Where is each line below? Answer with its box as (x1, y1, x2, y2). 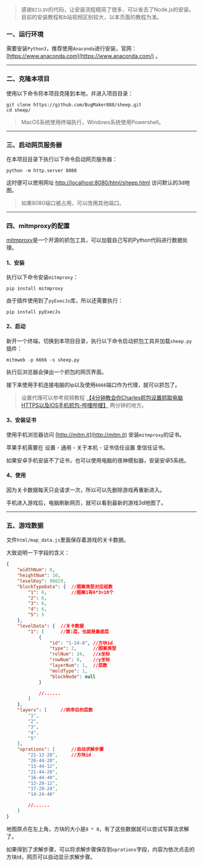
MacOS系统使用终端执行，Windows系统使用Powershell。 (21, 118, 164, 126)
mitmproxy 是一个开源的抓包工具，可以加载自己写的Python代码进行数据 (6, 236, 183, 244)
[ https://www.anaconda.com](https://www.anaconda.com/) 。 (6, 53, 161, 60)
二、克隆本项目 (6, 75, 50, 83)
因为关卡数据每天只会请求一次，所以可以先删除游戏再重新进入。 (6, 486, 165, 493)
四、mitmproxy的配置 (6, 221, 70, 230)
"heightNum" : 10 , (17, 573, 61, 579)
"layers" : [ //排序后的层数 (17, 707, 93, 713)
